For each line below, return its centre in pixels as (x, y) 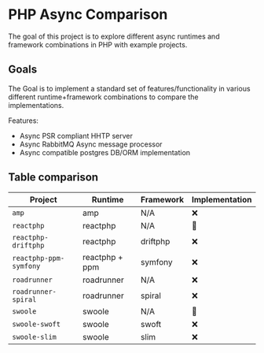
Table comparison (53, 178)
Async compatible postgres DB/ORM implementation (105, 152)
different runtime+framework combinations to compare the (103, 97)
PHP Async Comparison (88, 15)
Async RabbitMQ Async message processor (91, 144)
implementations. (36, 105)
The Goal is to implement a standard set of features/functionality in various (129, 88)
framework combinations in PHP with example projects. (98, 44)
